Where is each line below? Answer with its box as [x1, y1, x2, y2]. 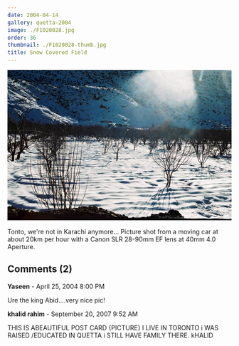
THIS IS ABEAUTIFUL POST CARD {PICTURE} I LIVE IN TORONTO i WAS [7, 323, 219, 332]
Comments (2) [7, 263, 73, 276]
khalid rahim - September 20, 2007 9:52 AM [7, 310, 139, 318]
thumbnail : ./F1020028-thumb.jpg [7, 41, 107, 49]
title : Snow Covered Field [7, 49, 87, 56]
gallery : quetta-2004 [7, 19, 72, 26]
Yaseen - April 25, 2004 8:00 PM [7, 282, 105, 290]
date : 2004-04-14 [7, 11, 59, 19]
